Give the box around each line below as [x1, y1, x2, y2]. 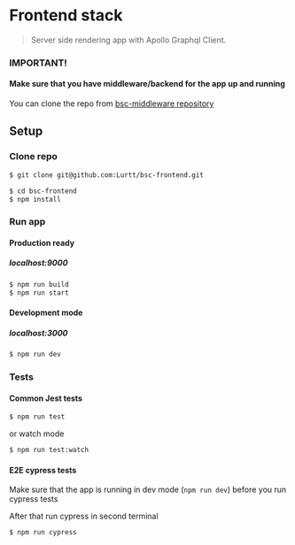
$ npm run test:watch [9, 446, 89, 455]
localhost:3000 [9, 327, 68, 338]
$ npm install [9, 195, 62, 203]
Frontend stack [9, 5, 123, 26]
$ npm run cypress [9, 528, 77, 537]
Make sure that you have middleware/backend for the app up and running [9, 79, 286, 89]
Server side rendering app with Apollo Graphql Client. [30, 35, 227, 45]
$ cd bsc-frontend [9, 187, 77, 196]
